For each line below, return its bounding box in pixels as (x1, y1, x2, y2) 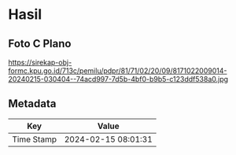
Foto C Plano (8, 37, 72, 50)
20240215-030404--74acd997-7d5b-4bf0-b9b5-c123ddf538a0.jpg (8, 75, 229, 83)
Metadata (8, 97, 57, 111)
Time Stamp (12, 134, 57, 145)
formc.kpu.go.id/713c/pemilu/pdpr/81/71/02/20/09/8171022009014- (8, 66, 227, 76)
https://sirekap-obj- (8, 57, 72, 67)
